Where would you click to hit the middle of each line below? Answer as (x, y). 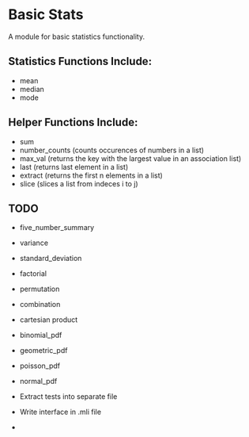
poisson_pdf (40, 366)
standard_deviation (51, 259)
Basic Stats (46, 15)
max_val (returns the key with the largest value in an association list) (130, 158)
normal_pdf (38, 381)
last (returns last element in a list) (74, 167)
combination (40, 305)
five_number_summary (57, 228)
